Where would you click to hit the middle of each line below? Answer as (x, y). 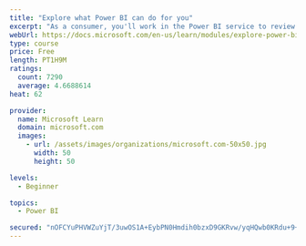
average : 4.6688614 (55, 86)
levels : (24, 178)
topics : (24, 203)
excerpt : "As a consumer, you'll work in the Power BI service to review (153, 26)
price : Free (32, 52)
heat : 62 (26, 94)
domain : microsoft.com (61, 128)
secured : (26, 228)
